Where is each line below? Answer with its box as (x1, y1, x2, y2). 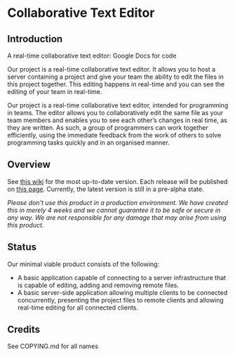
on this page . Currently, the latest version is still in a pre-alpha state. (7, 185, 205, 193)
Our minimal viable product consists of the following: (7, 260, 160, 268)
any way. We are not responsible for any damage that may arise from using (7, 213, 227, 222)
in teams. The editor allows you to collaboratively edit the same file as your (7, 109, 224, 117)
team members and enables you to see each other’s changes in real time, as (7, 116, 228, 124)
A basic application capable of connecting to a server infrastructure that (17, 273, 227, 282)
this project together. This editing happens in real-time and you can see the (7, 80, 225, 88)
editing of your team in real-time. (7, 88, 102, 95)
